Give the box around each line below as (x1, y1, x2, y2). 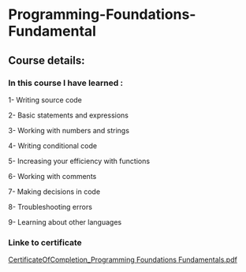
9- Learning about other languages (8, 217, 122, 226)
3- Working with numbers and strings (8, 125, 130, 135)
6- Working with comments (8, 171, 97, 181)
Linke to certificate (8, 237, 83, 248)
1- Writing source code (8, 95, 83, 104)
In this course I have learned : (8, 77, 124, 88)
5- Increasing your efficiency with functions (8, 156, 151, 166)
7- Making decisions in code (8, 187, 101, 196)
